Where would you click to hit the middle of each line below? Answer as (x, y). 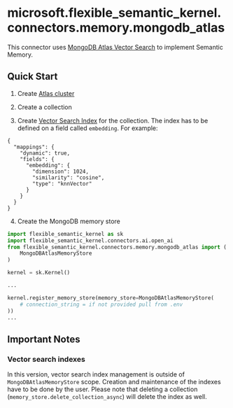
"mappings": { (34, 147)
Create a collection (44, 107)
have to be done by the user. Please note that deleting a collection (103, 389)
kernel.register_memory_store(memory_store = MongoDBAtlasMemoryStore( (111, 298)
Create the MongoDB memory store (69, 221)
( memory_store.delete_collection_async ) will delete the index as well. (107, 397)
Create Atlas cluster (46, 93)
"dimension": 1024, (61, 171)
